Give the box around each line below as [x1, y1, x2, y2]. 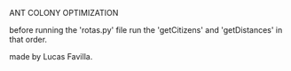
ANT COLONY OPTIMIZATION [9, 8, 119, 18]
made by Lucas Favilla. [9, 51, 93, 61]
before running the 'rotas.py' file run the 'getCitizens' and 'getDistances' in [9, 25, 283, 35]
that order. [9, 35, 47, 44]
